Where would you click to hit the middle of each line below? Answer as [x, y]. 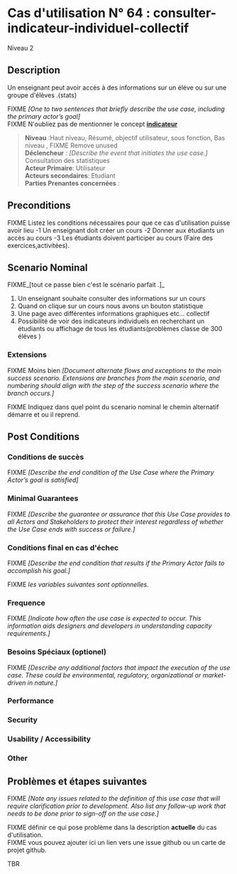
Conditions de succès [46, 457]
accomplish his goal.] [39, 570]
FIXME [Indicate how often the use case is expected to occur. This [104, 618]
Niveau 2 [21, 48]
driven [17, 683]
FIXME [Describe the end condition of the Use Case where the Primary [111, 473]
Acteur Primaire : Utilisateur [65, 168]
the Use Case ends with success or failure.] [71, 529]
